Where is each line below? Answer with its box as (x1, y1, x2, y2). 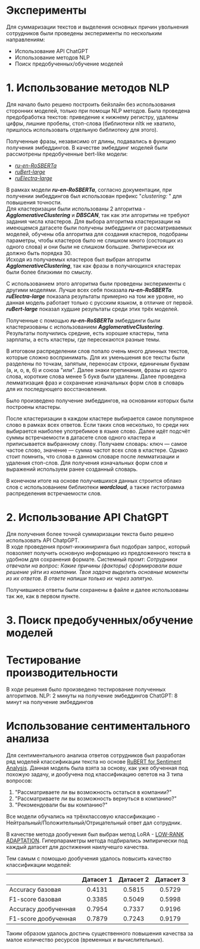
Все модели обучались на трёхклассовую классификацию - (6, 812, 160, 820)
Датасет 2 (118, 875, 149, 883)
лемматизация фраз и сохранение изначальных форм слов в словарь (6, 379, 185, 386)
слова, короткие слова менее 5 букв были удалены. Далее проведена (6, 373, 186, 380)
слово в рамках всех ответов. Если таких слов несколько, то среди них (6, 421, 189, 428)
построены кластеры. (6, 403, 61, 410)
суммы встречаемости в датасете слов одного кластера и (6, 433, 156, 441)
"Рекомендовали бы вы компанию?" (14, 801, 108, 808)
